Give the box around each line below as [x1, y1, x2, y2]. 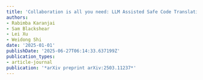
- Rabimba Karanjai [6, 20, 56, 26]
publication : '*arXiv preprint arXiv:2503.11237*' [6, 64, 137, 71]
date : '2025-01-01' [6, 43, 56, 49]
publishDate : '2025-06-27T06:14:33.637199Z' [6, 48, 120, 54]
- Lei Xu [6, 31, 28, 37]
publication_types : [6, 54, 56, 60]
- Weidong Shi [6, 37, 42, 43]
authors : [6, 14, 28, 20]
